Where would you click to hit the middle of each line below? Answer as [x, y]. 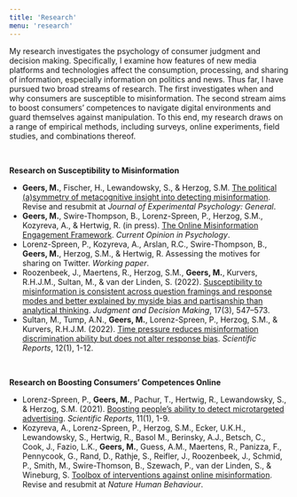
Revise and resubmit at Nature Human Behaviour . [113, 484]
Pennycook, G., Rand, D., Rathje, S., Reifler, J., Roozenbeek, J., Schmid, [152, 456]
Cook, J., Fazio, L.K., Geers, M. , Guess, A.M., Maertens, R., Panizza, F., [152, 446]
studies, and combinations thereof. [73, 136]
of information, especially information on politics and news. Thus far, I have [146, 79]
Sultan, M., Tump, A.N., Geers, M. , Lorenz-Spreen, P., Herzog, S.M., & [149, 319]
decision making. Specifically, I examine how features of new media [133, 60]
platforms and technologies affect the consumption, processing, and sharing [149, 70]
